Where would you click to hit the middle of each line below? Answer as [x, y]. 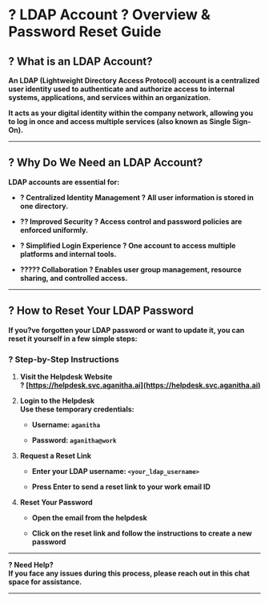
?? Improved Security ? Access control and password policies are [131, 221]
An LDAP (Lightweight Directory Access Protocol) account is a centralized [134, 80]
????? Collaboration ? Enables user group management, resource [130, 269]
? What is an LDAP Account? [80, 61]
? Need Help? [31, 564]
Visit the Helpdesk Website [66, 376]
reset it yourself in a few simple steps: [73, 339]
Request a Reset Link [56, 456]
